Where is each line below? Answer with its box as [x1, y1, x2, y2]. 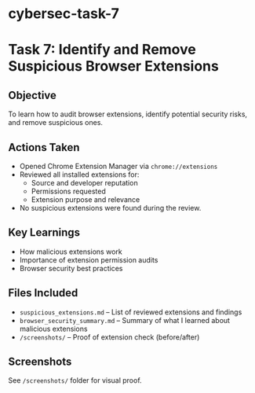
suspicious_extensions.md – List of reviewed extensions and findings [19, 307, 242, 317]
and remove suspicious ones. [8, 118, 104, 127]
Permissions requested [31, 186, 106, 196]
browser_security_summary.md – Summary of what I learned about [19, 315, 230, 325]
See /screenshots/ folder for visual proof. [8, 376, 143, 385]
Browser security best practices [19, 263, 123, 273]
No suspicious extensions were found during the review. [19, 204, 202, 212]
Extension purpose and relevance [31, 195, 140, 204]
